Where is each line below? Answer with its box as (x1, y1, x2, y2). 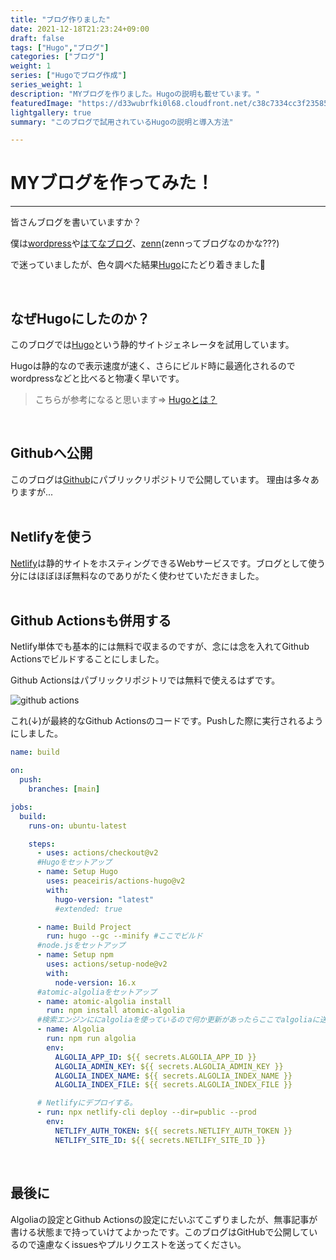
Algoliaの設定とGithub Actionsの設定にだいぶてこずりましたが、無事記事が (10, 1213, 318, 1225)
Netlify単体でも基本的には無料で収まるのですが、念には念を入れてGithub (10, 641, 310, 653)
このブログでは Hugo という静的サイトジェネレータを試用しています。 (10, 339, 295, 350)
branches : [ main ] (28, 784, 101, 795)
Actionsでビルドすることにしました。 (10, 653, 165, 665)
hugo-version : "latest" (54, 894, 155, 905)
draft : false (10, 33, 65, 43)
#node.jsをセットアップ (36, 941, 126, 951)
